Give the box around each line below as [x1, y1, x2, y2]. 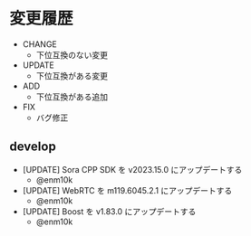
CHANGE [22, 38, 57, 50]
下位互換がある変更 [35, 70, 109, 81]
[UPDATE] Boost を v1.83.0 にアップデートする [22, 205, 197, 217]
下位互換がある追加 [35, 91, 109, 102]
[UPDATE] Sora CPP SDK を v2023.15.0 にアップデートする [22, 164, 243, 175]
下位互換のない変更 [35, 49, 109, 60]
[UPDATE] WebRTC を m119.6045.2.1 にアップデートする [22, 184, 233, 195]
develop [9, 139, 56, 155]
